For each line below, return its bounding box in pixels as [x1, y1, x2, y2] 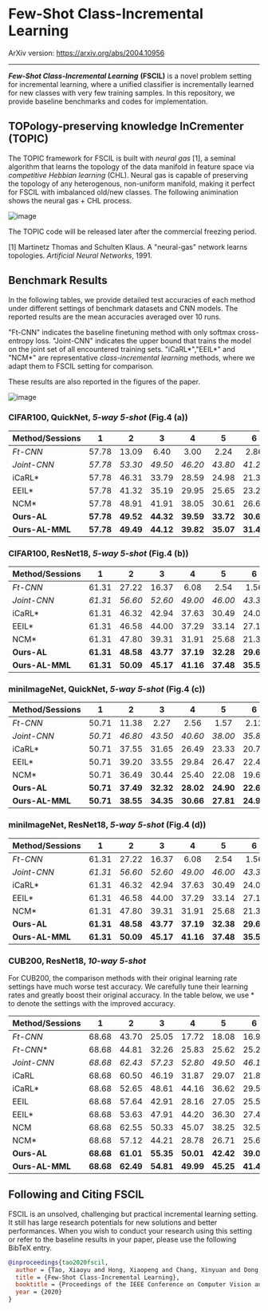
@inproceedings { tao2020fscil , [8, 1258, 109, 1266]
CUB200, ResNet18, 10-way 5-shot [8, 955, 146, 966]
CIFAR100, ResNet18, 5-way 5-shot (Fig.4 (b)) [8, 547, 189, 559]
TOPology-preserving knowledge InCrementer [8, 120, 245, 133]
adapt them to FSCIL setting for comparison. [8, 361, 154, 371]
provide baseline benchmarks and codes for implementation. [8, 97, 208, 106]
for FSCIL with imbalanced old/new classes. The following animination [8, 187, 239, 196]
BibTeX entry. [8, 1242, 53, 1253]
